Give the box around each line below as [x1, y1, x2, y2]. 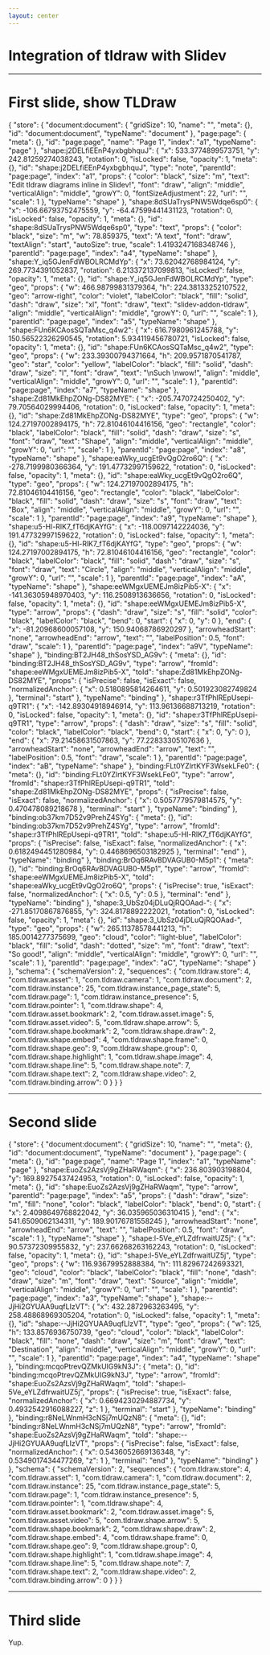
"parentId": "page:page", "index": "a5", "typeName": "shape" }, [8, 316, 218, 326]
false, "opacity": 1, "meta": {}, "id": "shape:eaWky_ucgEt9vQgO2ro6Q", [8, 470, 243, 480]
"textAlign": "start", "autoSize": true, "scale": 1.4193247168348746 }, [8, 239, 235, 249]
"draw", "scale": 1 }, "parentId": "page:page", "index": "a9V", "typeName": [8, 641, 253, 651]
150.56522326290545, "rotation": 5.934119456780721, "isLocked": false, [8, 333, 251, 343]
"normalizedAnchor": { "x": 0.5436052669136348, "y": [8, 1447, 190, 1457]
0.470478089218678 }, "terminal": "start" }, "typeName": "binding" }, [8, 804, 238, 813]
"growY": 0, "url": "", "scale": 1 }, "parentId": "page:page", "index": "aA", [8, 573, 247, 583]
